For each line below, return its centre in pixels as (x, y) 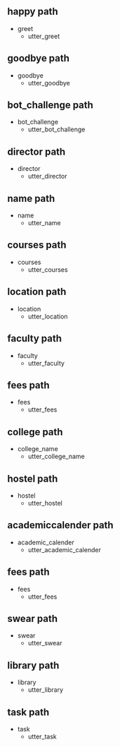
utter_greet (44, 36)
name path (31, 198)
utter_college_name (56, 456)
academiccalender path (60, 525)
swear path (33, 618)
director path (36, 151)
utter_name (44, 223)
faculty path (34, 339)
